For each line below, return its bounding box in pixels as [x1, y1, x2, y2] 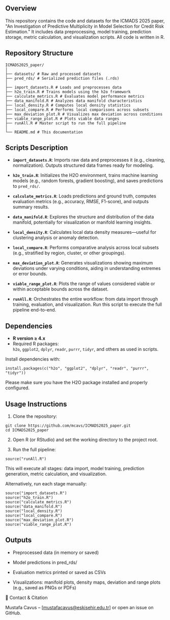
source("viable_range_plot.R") [5, 522, 72, 527]
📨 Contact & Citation [5, 594, 48, 601]
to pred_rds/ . [12, 183, 41, 189]
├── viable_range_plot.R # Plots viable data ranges [5, 116, 120, 121]
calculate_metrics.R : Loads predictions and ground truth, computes [12, 193, 156, 199]
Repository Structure [5, 49, 74, 58]
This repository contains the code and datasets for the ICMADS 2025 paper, [5, 17, 165, 24]
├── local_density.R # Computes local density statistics [5, 102, 131, 108]
